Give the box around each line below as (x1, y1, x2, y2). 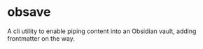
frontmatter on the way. (7, 34, 75, 42)
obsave (7, 4, 51, 20)
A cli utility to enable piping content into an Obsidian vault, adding (7, 27, 197, 35)
